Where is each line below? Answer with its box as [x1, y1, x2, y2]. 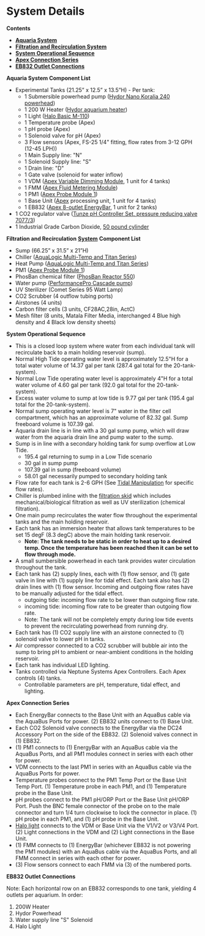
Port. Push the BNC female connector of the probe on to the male [15, 802, 181, 810]
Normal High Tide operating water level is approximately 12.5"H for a [15, 355, 188, 362]
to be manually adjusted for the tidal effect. [15, 590, 124, 597]
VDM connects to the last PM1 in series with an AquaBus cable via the [15, 763, 192, 770]
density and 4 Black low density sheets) [15, 318, 116, 325]
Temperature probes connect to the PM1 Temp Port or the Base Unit [15, 776, 187, 783]
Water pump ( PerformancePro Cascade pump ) [15, 279, 133, 286]
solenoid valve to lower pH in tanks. [15, 635, 105, 642]
